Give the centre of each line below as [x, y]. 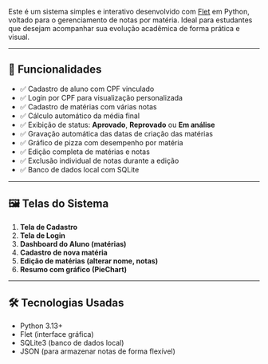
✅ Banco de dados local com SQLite [79, 169]
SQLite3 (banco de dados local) [72, 343]
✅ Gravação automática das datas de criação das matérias [116, 133]
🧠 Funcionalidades [55, 70]
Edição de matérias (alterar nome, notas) [89, 261]
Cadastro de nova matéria [63, 252]
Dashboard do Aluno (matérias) [73, 243]
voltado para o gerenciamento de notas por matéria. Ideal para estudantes [130, 20]
